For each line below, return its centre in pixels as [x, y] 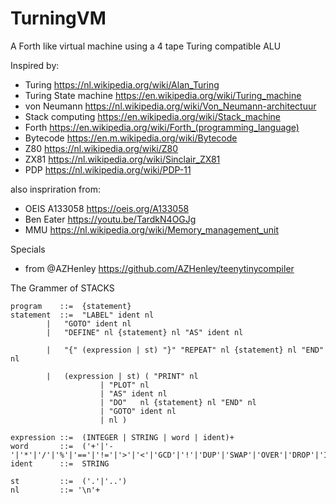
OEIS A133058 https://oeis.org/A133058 [107, 208]
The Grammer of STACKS [62, 288]
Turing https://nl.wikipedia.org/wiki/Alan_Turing [122, 84]
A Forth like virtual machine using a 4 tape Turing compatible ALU [146, 46]
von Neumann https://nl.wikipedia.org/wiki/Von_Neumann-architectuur [170, 106]
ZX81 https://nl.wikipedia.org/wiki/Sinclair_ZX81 [122, 159]
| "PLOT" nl [124, 385]
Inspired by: [35, 65]
